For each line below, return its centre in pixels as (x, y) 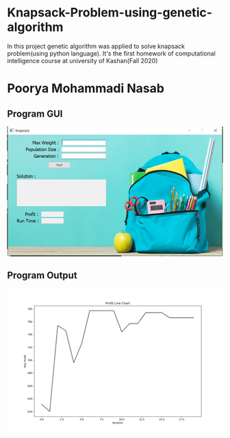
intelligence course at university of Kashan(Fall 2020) (82, 60)
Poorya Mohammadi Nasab (86, 89)
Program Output (42, 276)
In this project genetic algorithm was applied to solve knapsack (96, 46)
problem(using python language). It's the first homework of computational (111, 53)
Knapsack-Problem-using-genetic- (110, 13)
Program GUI (35, 113)
